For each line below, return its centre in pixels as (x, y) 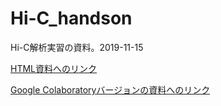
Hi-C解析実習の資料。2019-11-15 (77, 47)
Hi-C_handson (71, 18)
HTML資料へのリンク (54, 68)
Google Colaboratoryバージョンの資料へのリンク (110, 89)
